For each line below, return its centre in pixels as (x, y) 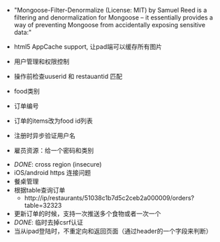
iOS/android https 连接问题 (52, 173)
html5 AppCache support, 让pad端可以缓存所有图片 (88, 47)
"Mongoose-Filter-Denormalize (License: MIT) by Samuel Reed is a (110, 10)
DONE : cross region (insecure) (58, 164)
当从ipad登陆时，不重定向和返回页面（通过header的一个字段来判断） (113, 231)
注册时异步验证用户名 (44, 136)
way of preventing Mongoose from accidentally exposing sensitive (110, 25)
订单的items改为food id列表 (53, 121)
